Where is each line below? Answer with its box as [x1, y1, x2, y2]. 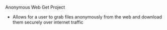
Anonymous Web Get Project [5, 4, 65, 10]
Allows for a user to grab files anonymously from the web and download [12, 14, 162, 19]
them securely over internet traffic [12, 19, 84, 25]
